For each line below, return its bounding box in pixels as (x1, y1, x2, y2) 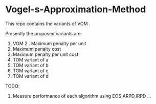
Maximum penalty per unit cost (12, 51, 78, 57)
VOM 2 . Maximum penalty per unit (12, 40, 86, 47)
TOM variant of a (12, 56, 49, 63)
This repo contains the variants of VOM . (5, 20, 91, 27)
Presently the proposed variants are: (5, 30, 82, 36)
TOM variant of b (12, 62, 49, 68)
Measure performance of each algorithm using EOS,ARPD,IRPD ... (12, 93, 151, 99)
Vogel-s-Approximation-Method (5, 4, 146, 15)
